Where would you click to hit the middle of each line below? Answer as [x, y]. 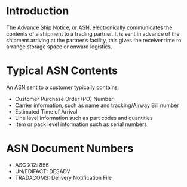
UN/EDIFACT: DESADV [42, 171]
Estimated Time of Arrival [46, 111]
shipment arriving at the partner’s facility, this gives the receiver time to [94, 40]
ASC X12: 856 [32, 165]
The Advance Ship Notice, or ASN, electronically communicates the [89, 27]
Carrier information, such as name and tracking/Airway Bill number [97, 105]
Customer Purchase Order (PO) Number [64, 99]
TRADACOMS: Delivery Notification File [63, 177]
